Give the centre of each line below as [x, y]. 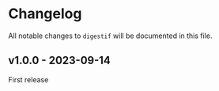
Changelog [45, 14]
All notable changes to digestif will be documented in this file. [110, 36]
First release [28, 79]
